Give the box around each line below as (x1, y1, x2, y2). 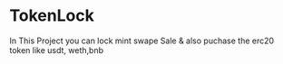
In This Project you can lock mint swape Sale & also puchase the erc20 (9, 35, 275, 46)
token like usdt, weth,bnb (9, 44, 104, 55)
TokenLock (9, 5, 95, 26)
